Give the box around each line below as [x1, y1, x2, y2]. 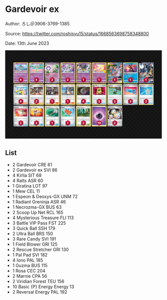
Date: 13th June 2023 [5, 40, 49, 46]
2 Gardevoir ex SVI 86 [12, 167, 58, 173]
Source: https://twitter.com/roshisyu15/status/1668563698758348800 [5, 30, 149, 36]
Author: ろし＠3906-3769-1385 [5, 20, 70, 26]
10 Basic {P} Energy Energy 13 [12, 284, 75, 290]
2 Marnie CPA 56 [12, 273, 47, 279]
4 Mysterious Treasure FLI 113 [12, 215, 74, 221]
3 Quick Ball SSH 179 [12, 226, 56, 232]
